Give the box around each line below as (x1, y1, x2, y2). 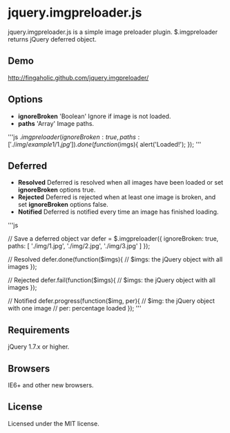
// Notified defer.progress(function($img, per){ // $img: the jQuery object (8, 297, 215, 305)
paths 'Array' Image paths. (17, 119, 95, 127)
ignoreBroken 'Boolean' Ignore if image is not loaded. (17, 112, 171, 120)
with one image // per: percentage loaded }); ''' (8, 304, 142, 313)
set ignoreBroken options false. (17, 201, 109, 209)
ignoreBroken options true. (17, 185, 96, 194)
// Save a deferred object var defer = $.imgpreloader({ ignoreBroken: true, (8, 234, 219, 243)
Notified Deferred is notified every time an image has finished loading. (17, 208, 219, 216)
